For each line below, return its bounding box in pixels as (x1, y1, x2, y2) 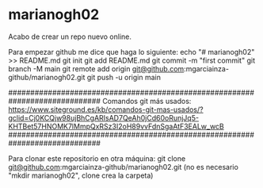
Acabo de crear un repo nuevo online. (8, 32, 132, 41)
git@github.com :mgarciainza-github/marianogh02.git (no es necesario (8, 162, 239, 171)
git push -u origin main (86, 72, 161, 82)
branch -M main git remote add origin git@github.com (8, 63, 185, 73)
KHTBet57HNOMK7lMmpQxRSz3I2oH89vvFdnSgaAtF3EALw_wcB (8, 121, 224, 131)
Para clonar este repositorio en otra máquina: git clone (8, 153, 186, 163)
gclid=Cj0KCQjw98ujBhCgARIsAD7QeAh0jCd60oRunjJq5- (8, 113, 200, 122)
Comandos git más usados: (102, 96, 192, 106)
